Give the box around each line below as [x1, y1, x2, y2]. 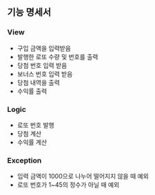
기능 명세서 [7, 6, 52, 19]
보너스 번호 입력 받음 [17, 69, 73, 78]
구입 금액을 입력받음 [17, 44, 71, 52]
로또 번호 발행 [17, 121, 54, 129]
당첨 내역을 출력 [17, 78, 60, 87]
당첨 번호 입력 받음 [17, 61, 68, 69]
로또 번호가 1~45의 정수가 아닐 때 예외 [17, 181, 120, 189]
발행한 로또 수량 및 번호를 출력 [17, 52, 99, 60]
